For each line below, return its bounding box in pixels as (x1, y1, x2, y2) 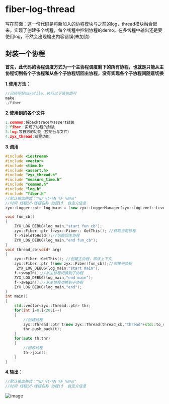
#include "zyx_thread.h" (5, 173, 57, 178)
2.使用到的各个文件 (5, 110, 45, 116)
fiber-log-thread (5, 4, 75, 15)
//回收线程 (23, 345, 43, 350)
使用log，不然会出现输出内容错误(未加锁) (5, 33, 90, 39)
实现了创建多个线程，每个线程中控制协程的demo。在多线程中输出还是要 (14, 27, 162, 33)
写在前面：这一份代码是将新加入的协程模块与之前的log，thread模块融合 (5, 21, 153, 27)
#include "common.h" (5, 182, 49, 187)
